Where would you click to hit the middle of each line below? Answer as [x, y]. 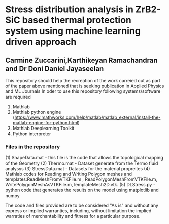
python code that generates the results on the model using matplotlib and [82, 190]
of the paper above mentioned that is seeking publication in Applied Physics [85, 86]
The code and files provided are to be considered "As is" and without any [82, 205]
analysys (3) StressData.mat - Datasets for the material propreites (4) [78, 169]
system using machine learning [73, 31]
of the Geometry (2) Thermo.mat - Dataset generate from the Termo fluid [82, 163]
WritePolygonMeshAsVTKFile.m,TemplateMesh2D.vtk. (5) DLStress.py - [80, 185]
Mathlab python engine [37, 112]
